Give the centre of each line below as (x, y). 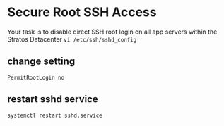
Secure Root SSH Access (82, 12)
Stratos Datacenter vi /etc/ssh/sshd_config (72, 39)
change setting (41, 62)
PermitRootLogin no (36, 77)
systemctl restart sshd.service (55, 115)
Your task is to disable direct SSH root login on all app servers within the (112, 32)
